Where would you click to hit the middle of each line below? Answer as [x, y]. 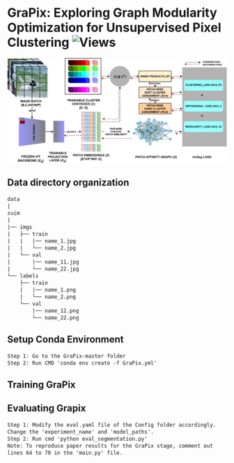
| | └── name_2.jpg [42, 248]
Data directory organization [68, 182]
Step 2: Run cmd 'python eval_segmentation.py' [78, 439]
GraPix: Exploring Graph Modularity [112, 13]
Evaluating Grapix [47, 408]
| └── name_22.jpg [43, 269]
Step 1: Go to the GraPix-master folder [67, 356]
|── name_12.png [56, 311]
